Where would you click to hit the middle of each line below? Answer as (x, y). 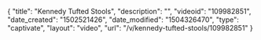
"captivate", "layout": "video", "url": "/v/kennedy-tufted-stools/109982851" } (130, 28)
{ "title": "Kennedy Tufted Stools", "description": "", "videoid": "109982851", (129, 11)
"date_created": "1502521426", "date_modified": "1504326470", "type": (123, 20)
